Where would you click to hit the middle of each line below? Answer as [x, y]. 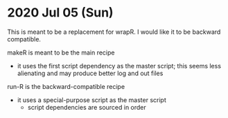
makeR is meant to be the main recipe [61, 52]
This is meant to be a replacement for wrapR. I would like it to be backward [114, 32]
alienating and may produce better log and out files [90, 73]
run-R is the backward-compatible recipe [66, 86]
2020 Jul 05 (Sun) [60, 13]
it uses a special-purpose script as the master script [91, 100]
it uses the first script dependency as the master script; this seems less [119, 66]
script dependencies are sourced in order [87, 107]
